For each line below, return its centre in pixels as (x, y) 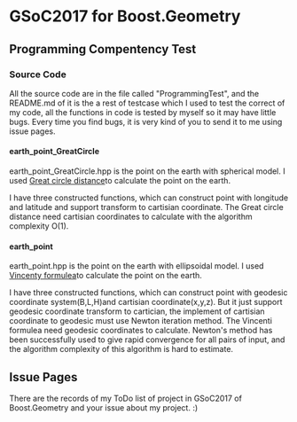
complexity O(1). (39, 226)
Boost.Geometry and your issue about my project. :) (104, 408)
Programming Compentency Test (103, 49)
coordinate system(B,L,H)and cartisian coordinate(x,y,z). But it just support (146, 302)
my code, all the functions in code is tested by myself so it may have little (143, 112)
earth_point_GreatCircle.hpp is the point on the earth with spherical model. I (147, 171)
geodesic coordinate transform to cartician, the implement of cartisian (137, 311)
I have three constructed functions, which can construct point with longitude (149, 198)
